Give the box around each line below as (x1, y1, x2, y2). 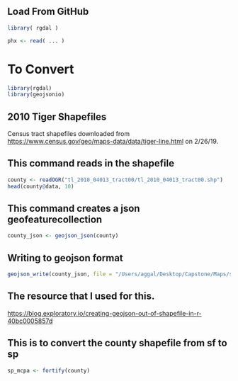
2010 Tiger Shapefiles (7, 110, 107, 123)
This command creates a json (7, 203, 140, 215)
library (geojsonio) (7, 91, 65, 98)
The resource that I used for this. (7, 290, 155, 302)
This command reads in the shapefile (7, 157, 175, 169)
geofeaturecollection (7, 214, 103, 226)
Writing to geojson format (7, 251, 124, 264)
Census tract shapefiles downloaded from (7, 130, 130, 138)
